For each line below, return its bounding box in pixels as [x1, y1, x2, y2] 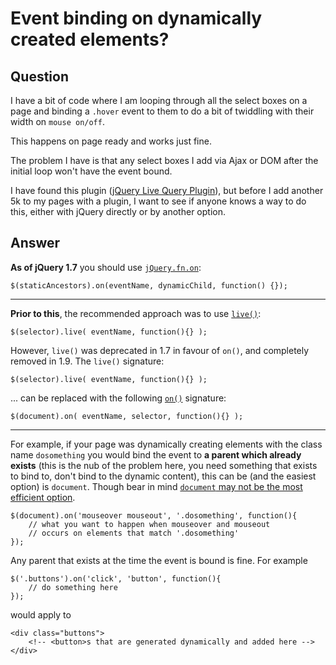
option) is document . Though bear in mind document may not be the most [10, 480, 303, 492]
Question [10, 68, 69, 85]
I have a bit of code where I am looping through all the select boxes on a [10, 95, 308, 106]
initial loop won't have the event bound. [10, 165, 173, 177]
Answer [10, 235, 61, 252]
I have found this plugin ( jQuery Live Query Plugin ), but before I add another [10, 185, 324, 196]
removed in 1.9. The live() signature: [10, 355, 165, 367]
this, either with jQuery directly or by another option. [10, 206, 226, 217]
